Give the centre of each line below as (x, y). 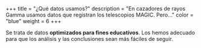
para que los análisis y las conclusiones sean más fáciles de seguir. (89, 39)
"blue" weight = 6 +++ (33, 21)
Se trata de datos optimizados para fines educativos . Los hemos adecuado (101, 33)
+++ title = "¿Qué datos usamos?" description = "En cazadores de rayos (95, 9)
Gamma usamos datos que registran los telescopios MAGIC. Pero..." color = (100, 15)
